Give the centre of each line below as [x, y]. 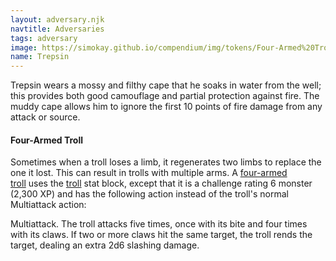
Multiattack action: [48, 205]
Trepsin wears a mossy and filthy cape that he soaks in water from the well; [166, 85]
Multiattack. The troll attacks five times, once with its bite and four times [159, 224]
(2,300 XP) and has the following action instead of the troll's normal [149, 194]
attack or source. [45, 117]
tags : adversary [44, 38]
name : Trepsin [40, 57]
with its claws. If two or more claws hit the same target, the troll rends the [161, 235]
